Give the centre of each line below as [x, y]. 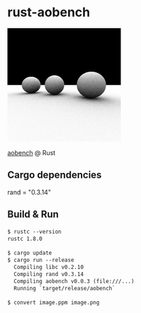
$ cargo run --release [41, 260]
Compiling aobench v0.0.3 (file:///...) [74, 281]
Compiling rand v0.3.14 [49, 274]
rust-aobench [49, 12]
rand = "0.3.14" [29, 192]
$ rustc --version [34, 232]
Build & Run [33, 214]
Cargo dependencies [55, 175]
